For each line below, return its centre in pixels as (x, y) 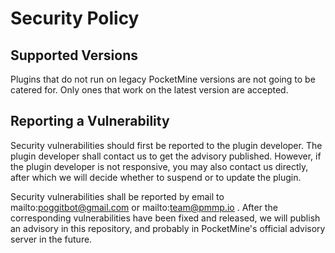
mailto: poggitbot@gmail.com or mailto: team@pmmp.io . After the (144, 207)
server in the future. (51, 239)
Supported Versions (74, 55)
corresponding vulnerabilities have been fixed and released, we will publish (165, 218)
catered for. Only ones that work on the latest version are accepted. (149, 90)
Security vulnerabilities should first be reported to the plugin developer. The (166, 145)
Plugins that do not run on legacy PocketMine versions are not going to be (163, 79)
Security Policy (75, 18)
